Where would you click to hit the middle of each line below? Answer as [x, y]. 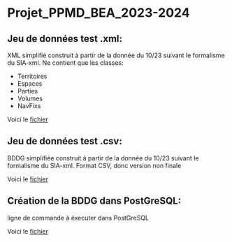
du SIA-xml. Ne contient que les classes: [65, 63]
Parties [28, 91]
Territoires [32, 76]
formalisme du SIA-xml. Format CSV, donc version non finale [94, 165]
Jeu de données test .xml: [65, 39]
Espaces [30, 84]
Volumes [30, 98]
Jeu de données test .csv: [65, 141]
